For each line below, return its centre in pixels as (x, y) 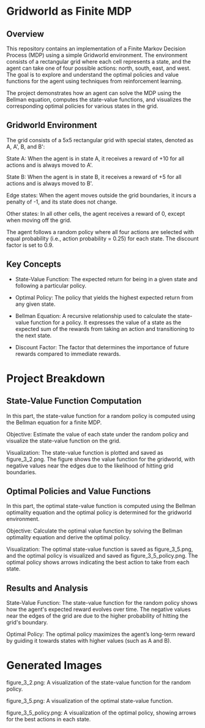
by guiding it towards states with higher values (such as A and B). (89, 641)
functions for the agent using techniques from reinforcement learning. (95, 81)
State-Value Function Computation (74, 401)
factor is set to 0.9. (30, 245)
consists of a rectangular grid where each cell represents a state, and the (99, 62)
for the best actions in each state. (49, 719)
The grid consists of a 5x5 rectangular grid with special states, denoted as (100, 140)
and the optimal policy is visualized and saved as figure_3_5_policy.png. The (102, 556)
